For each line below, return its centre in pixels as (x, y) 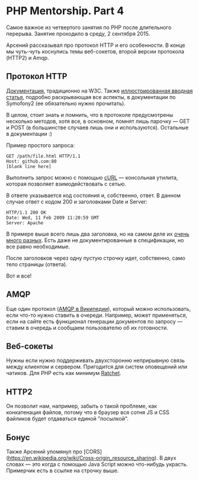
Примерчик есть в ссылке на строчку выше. (62, 471)
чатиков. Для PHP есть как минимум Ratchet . (64, 373)
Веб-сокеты (30, 346)
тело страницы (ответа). (37, 264)
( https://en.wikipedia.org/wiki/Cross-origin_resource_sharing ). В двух (91, 458)
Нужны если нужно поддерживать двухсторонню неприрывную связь (96, 361)
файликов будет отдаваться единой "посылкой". (68, 419)
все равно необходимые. (38, 246)
